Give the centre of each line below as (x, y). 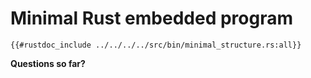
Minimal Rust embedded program (151, 18)
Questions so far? (48, 63)
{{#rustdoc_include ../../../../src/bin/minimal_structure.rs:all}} (156, 45)
